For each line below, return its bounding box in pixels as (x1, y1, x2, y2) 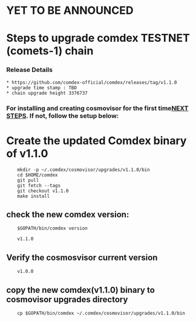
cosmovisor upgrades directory (6, 294, 128, 304)
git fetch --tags (17, 182, 61, 188)
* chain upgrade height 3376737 (6, 90, 88, 96)
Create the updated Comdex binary (6, 134, 187, 147)
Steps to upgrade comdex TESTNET (6, 31, 191, 45)
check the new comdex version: (6, 209, 129, 219)
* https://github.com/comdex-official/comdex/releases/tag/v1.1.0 (6, 79, 177, 85)
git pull (17, 177, 39, 183)
